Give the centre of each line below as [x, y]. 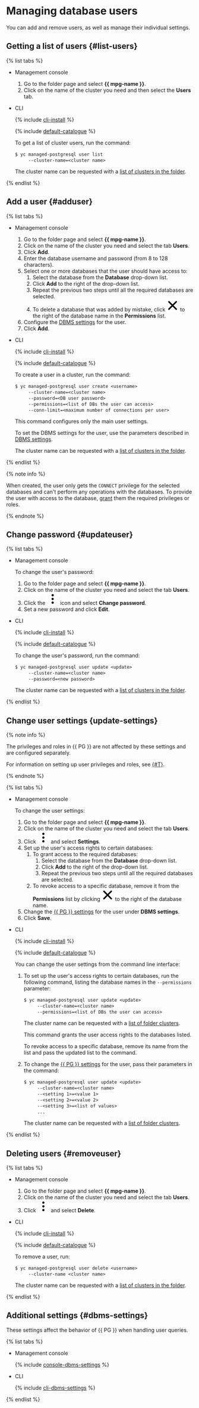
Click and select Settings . [62, 842]
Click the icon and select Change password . [85, 603]
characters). [39, 264]
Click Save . [37, 918]
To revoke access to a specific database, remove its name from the [106, 1046]
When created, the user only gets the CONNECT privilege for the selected [93, 485]
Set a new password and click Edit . [67, 609]
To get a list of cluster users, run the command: [73, 143]
